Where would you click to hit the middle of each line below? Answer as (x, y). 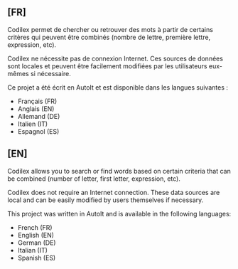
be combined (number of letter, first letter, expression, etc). (94, 179)
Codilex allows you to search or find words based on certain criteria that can (119, 171)
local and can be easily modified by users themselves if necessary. (106, 200)
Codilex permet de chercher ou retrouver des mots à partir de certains (110, 29)
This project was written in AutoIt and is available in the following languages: (119, 213)
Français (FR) (37, 101)
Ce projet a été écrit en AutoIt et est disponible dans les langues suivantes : (118, 87)
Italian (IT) (33, 250)
